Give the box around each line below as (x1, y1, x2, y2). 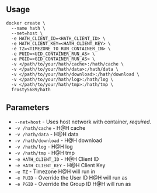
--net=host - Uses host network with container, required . (14, 118, 152, 125)
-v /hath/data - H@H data (14, 130, 79, 137)
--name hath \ (11, 25, 46, 31)
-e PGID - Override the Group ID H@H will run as (14, 180, 131, 187)
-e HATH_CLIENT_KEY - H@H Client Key (14, 161, 106, 168)
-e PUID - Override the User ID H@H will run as (14, 174, 128, 181)
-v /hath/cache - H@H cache (14, 124, 86, 131)
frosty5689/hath (11, 87, 51, 92)
